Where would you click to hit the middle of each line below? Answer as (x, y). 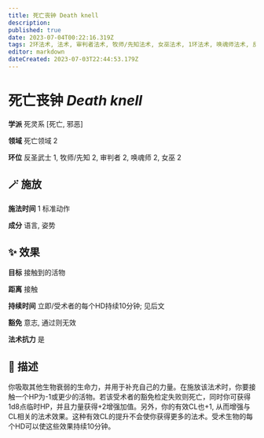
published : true (35, 30)
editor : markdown (37, 52)
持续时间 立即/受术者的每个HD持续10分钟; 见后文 (86, 306)
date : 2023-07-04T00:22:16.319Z (61, 37)
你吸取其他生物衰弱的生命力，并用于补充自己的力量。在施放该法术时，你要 (128, 387)
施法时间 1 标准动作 (39, 208)
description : (29, 23)
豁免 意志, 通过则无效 (42, 322)
